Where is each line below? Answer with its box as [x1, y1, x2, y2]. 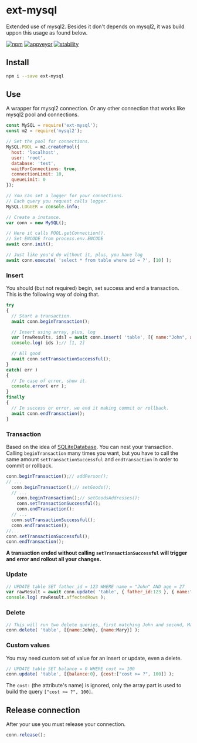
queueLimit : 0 [11, 177, 46, 183]
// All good [11, 350, 41, 357]
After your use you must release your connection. [6, 721, 126, 728]
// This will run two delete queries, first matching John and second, [6, 622, 185, 628]
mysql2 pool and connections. [6, 111, 79, 118]
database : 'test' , [11, 160, 57, 166]
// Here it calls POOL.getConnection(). [6, 230, 107, 237]
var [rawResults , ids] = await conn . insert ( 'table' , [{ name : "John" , [11, 335, 188, 340]
